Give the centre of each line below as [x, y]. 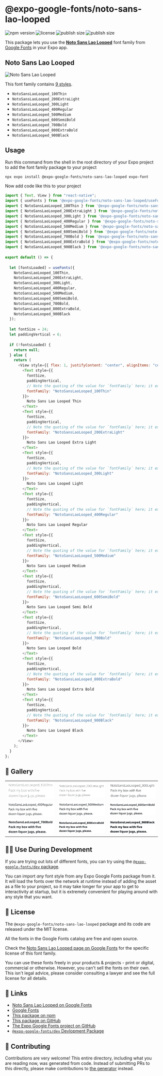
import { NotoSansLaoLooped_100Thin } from [50, 206]
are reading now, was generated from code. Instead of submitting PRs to [78, 1063]
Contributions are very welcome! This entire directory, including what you [78, 1058]
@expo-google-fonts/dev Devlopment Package [58, 1031]
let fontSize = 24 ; [29, 329]
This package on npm [34, 1016]
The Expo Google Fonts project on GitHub [54, 1026]
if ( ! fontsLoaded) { [30, 345]
